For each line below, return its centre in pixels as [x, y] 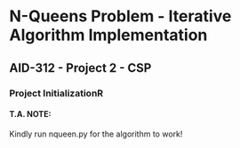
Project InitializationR [56, 93]
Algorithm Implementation [108, 35]
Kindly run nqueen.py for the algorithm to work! [96, 134]
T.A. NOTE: [30, 114]
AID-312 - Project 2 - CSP [80, 68]
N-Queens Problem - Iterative [120, 16]
